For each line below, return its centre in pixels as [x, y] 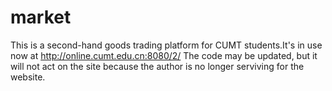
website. [28, 77]
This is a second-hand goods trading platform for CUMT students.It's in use [166, 45]
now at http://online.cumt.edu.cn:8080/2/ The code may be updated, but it [164, 55]
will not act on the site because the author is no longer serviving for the [157, 66]
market [41, 17]
